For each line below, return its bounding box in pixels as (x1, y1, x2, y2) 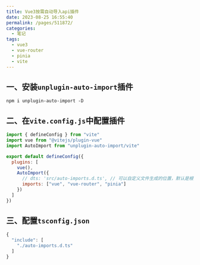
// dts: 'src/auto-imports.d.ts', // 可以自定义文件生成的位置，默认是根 (21, 176, 193, 182)
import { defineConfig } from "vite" (6, 132, 100, 138)
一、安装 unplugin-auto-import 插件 (6, 81, 133, 92)
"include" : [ (11, 237, 44, 244)
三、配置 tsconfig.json (6, 216, 90, 226)
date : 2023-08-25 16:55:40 (6, 14, 73, 20)
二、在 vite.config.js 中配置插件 (6, 115, 125, 125)
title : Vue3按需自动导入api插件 (6, 8, 79, 15)
